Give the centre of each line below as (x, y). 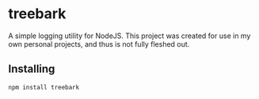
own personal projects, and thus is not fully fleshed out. (99, 44)
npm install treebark (44, 87)
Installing (32, 69)
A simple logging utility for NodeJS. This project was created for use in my (129, 36)
